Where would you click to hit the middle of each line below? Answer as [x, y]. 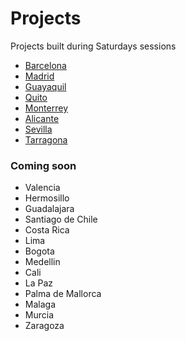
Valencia [42, 188]
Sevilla [38, 129]
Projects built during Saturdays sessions [93, 46]
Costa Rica [47, 230]
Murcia [39, 315]
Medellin [42, 262]
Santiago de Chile [61, 219]
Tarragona [46, 139]
